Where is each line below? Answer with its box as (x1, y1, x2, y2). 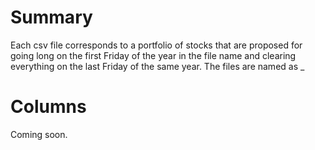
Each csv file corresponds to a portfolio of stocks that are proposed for (10, 39, 303, 51)
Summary (10, 6, 93, 29)
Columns (10, 96, 87, 118)
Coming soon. (10, 128, 68, 140)
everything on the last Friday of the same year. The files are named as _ (10, 60, 305, 72)
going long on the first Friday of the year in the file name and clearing (10, 49, 297, 61)
